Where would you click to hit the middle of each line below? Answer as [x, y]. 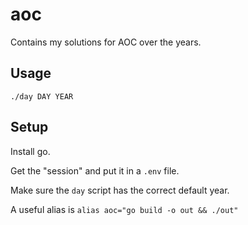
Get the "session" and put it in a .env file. [95, 170]
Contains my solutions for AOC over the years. [106, 42]
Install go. [30, 151]
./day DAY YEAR [42, 96]
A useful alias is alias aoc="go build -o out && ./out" [124, 209]
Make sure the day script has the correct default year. [120, 190]
